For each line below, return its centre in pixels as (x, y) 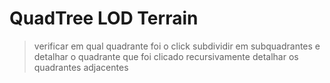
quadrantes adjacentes (81, 67)
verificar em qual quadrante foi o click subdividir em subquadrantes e (177, 46)
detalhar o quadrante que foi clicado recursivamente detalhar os (166, 56)
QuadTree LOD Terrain (104, 18)
